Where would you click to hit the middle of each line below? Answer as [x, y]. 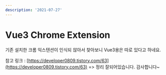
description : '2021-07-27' [34, 10]
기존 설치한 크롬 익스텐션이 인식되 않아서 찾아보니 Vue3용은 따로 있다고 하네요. [83, 50]
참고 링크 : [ [17, 60]
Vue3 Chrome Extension [58, 35]
